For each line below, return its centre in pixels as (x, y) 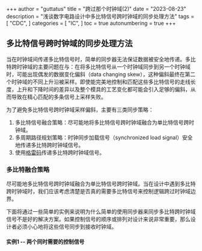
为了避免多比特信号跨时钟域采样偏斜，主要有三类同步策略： (80, 110)
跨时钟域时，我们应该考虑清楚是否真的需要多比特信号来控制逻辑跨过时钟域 (98, 191)
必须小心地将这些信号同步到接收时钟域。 (67, 227)
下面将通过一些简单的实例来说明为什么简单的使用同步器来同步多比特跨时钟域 (101, 212)
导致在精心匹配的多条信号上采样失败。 (59, 97)
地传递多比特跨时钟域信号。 (49, 145)
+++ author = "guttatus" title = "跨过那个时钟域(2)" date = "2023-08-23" (96, 9)
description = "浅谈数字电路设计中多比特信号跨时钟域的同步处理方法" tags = (100, 16)
